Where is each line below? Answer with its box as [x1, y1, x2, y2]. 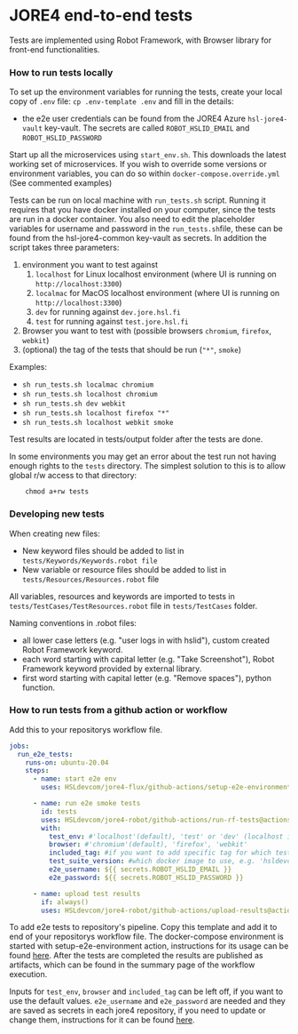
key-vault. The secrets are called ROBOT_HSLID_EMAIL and [43, 123, 250, 133]
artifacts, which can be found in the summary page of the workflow [9, 959, 255, 970]
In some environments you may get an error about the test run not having [9, 451, 277, 462]
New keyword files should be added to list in [21, 545, 184, 556]
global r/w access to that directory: [9, 470, 137, 481]
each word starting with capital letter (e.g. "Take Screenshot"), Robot [21, 653, 275, 664]
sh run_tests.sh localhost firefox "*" [21, 409, 170, 418]
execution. [9, 969, 48, 980]
